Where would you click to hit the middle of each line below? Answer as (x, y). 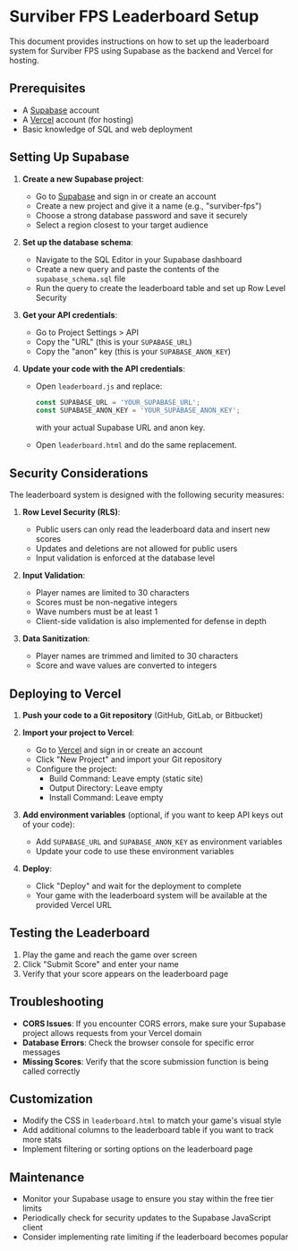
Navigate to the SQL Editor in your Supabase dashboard (139, 259)
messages (41, 1052)
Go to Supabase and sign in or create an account (126, 196)
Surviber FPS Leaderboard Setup (134, 17)
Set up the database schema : (78, 242)
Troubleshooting (57, 1002)
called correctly (51, 1071)
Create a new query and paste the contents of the (128, 269)
